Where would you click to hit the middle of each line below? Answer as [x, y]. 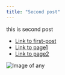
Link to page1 [31, 47]
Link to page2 [32, 54]
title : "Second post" [33, 12]
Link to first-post [36, 41]
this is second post [29, 29]
